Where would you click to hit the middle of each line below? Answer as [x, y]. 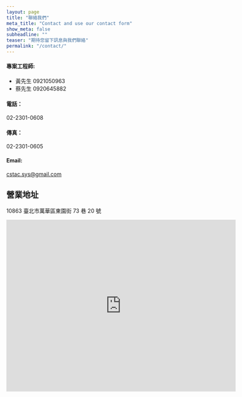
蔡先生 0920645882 [41, 89]
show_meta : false [28, 29]
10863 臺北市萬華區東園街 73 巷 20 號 [54, 211]
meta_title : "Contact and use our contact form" [69, 23]
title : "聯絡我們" [28, 18]
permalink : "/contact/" [37, 46]
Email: [14, 161]
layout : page [23, 12]
